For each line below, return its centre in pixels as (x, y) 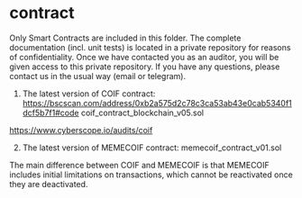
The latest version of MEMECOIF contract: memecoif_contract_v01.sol (152, 148)
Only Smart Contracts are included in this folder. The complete (125, 38)
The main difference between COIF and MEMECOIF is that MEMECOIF (140, 165)
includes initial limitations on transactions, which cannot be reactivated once (151, 175)
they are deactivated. (49, 184)
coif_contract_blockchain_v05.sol (142, 112)
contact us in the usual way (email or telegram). (98, 76)
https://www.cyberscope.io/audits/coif (81, 130)
